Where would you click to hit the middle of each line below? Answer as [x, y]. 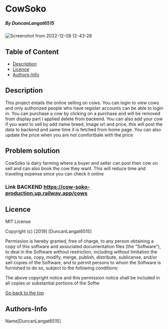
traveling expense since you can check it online [55, 174]
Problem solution [33, 151]
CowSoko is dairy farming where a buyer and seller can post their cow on [81, 163]
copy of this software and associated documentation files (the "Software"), [83, 247]
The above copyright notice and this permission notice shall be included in [82, 278]
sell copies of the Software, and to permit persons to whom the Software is [83, 263]
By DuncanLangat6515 [30, 23]
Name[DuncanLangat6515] [33, 321]
